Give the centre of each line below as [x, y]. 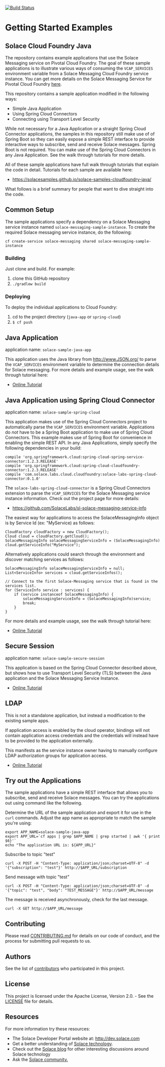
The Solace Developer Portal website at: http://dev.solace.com [76, 1038]
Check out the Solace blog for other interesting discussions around [81, 1049]
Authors [18, 956]
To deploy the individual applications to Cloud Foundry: [61, 307]
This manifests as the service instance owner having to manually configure [81, 750]
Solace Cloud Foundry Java [48, 46]
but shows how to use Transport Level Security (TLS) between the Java [78, 673]
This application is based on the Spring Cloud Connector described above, [81, 667]
